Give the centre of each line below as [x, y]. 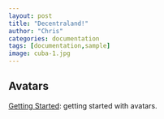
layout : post [30, 16]
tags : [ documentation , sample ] [60, 46]
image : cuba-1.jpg [39, 53]
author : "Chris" [36, 31]
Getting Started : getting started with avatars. [83, 105]
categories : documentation [54, 38]
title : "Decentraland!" [49, 23]
